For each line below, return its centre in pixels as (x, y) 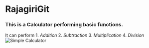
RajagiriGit (27, 9)
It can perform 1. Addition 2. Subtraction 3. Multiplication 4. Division (75, 35)
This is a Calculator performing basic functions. (64, 25)
